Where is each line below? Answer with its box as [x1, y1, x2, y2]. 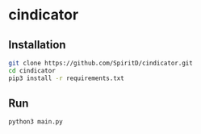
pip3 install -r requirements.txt [8, 74, 125, 82]
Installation [8, 38, 66, 52]
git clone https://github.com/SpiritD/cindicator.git [8, 59, 194, 67]
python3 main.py [8, 118, 63, 126]
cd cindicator [8, 66, 57, 74]
